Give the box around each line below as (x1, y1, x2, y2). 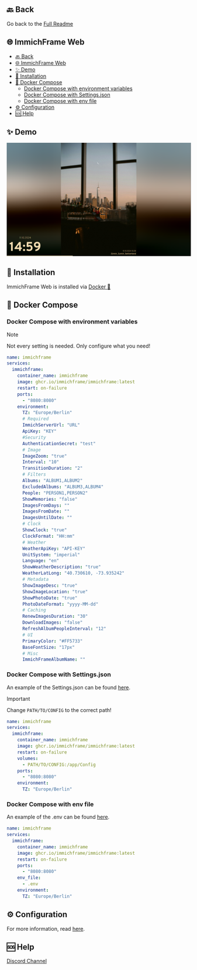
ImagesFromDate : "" (22, 508, 70, 514)
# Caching (22, 607, 46, 613)
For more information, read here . (6, 925, 85, 932)
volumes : (17, 755, 39, 761)
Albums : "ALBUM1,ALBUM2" (22, 478, 83, 484)
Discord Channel (6, 958, 47, 965)
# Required (22, 416, 49, 422)
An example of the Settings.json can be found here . (6, 684, 131, 691)
